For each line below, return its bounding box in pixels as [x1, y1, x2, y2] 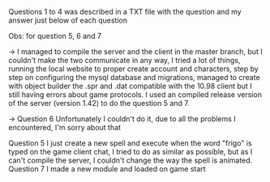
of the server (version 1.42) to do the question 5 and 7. [8, 99, 191, 108]
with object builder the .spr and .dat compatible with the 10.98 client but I [8, 81, 253, 91]
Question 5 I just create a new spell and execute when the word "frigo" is [8, 138, 253, 148]
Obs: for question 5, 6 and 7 [8, 32, 102, 40]
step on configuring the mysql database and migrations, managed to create [8, 73, 261, 82]
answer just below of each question [8, 15, 128, 25]
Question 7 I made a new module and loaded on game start [8, 164, 206, 173]
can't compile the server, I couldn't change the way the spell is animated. [8, 155, 253, 165]
